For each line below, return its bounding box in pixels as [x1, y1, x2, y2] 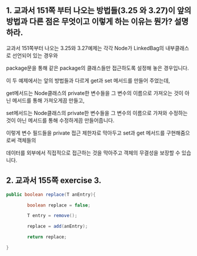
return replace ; [27, 234, 67, 240]
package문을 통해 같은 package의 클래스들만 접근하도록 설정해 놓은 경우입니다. [6, 64, 189, 71]
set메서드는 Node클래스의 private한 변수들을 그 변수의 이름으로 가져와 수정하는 [6, 109, 188, 116]
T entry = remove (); [27, 213, 78, 219]
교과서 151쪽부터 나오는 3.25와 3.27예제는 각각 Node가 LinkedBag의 [6, 44, 165, 51]
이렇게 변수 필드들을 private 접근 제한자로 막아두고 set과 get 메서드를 [6, 129, 165, 136]
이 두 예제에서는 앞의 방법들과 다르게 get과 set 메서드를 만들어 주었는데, [6, 77, 171, 84]
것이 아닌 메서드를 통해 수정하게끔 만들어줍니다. [6, 117, 115, 124]
